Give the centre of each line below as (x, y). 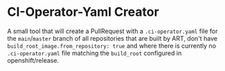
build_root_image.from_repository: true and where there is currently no (112, 45)
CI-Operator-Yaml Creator (83, 12)
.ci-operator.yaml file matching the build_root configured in (94, 53)
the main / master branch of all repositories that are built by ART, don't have (112, 38)
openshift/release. (33, 60)
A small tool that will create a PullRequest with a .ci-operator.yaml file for (112, 31)
